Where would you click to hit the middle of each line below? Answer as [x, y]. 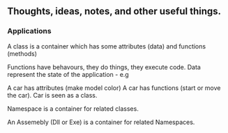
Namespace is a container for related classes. [73, 108]
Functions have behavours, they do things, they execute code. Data [104, 67]
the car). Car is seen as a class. [52, 95]
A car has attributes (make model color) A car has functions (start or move [114, 88]
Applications [29, 31]
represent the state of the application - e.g [68, 74]
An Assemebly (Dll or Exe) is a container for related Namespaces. [101, 122]
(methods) [22, 53]
